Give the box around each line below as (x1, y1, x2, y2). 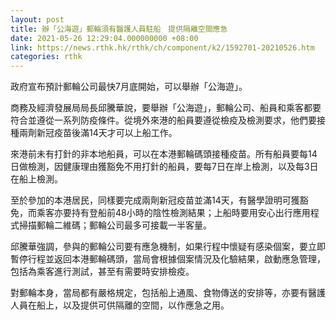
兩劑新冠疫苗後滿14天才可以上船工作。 (18, 127, 178, 139)
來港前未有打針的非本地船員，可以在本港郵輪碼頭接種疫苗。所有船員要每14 (10, 148, 318, 160)
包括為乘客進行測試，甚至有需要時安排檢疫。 (10, 266, 195, 278)
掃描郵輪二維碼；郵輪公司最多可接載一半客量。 (18, 219, 212, 231)
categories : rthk (10, 52, 83, 62)
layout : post (10, 14, 65, 25)
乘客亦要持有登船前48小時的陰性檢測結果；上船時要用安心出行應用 (36, 207, 311, 219)
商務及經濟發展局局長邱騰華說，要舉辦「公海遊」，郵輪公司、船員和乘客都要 (10, 102, 322, 114)
